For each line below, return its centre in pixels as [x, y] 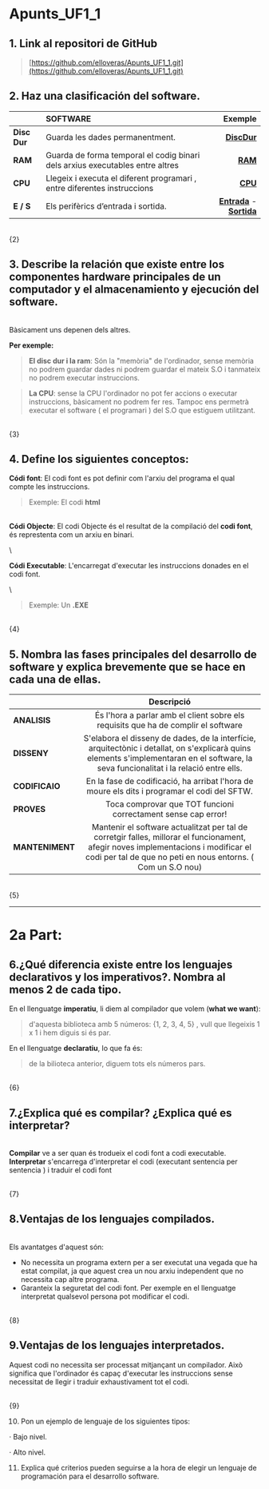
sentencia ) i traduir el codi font [61, 1170]
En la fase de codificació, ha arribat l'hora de [170, 782]
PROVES [30, 810]
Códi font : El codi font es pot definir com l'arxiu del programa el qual [122, 478]
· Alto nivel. [28, 1452]
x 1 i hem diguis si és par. [69, 1033]
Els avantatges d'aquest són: [57, 1247]
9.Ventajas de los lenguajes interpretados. [117, 1346]
